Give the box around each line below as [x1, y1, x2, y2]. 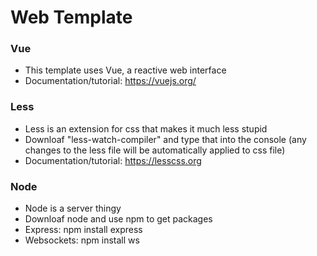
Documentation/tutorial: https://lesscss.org [24, 154, 202, 166]
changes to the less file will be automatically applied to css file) [24, 144, 286, 156]
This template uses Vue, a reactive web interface [24, 64, 227, 76]
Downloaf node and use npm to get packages [24, 213, 213, 225]
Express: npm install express [24, 224, 143, 236]
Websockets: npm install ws [24, 234, 140, 246]
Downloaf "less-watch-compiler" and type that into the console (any [24, 133, 307, 145]
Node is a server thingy [24, 202, 122, 215]
